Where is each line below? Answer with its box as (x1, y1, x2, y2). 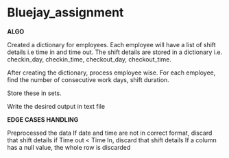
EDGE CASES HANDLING (7, 115, 79, 124)
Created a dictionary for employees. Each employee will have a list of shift (7, 40, 216, 49)
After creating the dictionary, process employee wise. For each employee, (7, 68, 216, 77)
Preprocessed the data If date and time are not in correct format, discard (7, 129, 213, 137)
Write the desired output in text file (7, 102, 105, 110)
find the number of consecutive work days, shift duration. (7, 75, 169, 83)
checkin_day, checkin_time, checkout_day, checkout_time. (7, 55, 171, 63)
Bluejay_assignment (7, 5, 124, 21)
